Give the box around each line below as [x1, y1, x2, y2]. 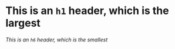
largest [5, 16, 41, 30]
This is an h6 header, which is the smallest [5, 36, 108, 43]
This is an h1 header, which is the [5, 4, 169, 17]
